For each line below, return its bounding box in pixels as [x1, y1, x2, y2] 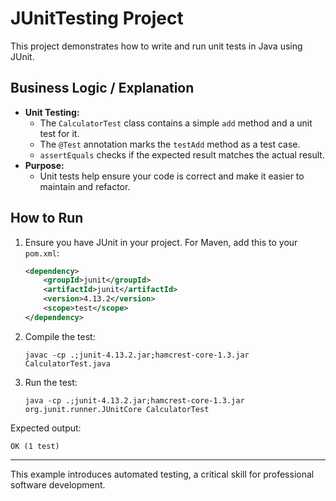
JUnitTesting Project [10, 7, 184, 30]
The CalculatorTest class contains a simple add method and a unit [39, 117, 313, 129]
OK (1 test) [10, 441, 60, 451]
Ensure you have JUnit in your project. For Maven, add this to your [24, 236, 298, 248]
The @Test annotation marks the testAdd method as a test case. [39, 138, 301, 150]
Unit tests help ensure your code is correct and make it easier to [39, 170, 305, 182]
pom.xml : [24, 247, 60, 259]
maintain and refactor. [39, 180, 131, 192]
